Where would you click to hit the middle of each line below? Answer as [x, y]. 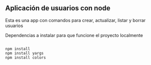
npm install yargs [24, 53]
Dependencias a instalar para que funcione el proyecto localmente [74, 35]
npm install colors [26, 57]
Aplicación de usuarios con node [58, 8]
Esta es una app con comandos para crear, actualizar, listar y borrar [75, 20]
